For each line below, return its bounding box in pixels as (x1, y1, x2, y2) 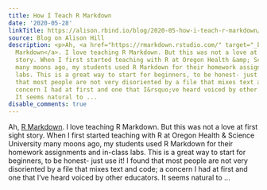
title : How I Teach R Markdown (8, 11, 112, 20)
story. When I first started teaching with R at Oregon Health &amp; (15, 56, 250, 64)
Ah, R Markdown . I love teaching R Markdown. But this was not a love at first (8, 122, 258, 132)
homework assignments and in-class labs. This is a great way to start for (8, 148, 246, 157)
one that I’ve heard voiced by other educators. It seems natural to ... (8, 173, 230, 183)
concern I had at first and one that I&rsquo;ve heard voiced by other (15, 85, 258, 94)
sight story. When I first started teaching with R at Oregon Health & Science (8, 130, 255, 140)
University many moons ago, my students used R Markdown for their (8, 139, 233, 149)
